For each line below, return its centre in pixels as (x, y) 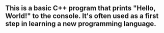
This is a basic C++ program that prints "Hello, (80, 8)
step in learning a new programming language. (81, 24)
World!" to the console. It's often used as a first (82, 16)
